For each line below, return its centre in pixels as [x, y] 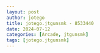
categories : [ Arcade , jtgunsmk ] [47, 35]
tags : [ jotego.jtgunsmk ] [38, 40]
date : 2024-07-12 [28, 29]
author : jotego [26, 18]
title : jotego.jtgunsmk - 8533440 [50, 23]
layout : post [23, 12]
